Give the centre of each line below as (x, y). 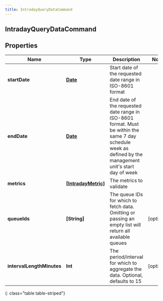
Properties (21, 46)
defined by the (126, 154)
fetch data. (122, 206)
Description (126, 59)
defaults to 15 (126, 281)
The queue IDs (126, 194)
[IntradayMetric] (86, 184)
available (120, 237)
